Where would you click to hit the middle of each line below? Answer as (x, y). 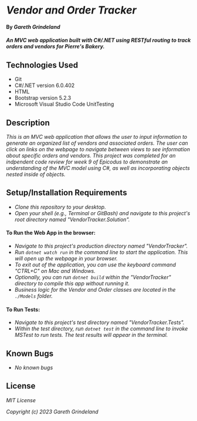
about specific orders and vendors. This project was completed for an (91, 156)
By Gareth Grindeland (33, 26)
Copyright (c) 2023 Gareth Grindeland (52, 412)
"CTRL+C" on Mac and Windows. (55, 271)
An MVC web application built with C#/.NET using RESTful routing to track (98, 40)
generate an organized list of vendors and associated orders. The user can (97, 143)
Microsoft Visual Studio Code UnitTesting (64, 104)
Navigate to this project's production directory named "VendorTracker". (101, 246)
